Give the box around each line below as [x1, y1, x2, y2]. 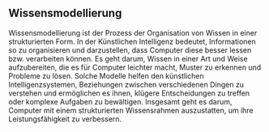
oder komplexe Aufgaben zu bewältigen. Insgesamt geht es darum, [8, 96, 233, 106]
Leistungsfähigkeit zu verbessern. [8, 113, 122, 124]
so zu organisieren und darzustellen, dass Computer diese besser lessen [8, 45, 252, 55]
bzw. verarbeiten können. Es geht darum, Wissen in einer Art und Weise [8, 53, 249, 63]
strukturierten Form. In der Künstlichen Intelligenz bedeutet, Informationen [8, 36, 257, 46]
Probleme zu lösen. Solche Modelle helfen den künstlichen [8, 70, 204, 80]
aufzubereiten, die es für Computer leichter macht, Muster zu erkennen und [8, 62, 262, 72]
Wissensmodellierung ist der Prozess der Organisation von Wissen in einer [8, 28, 258, 37]
